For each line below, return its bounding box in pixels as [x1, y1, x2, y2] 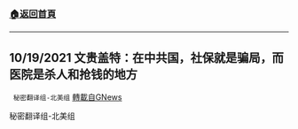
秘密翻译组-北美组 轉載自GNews [12, 92, 122, 102]
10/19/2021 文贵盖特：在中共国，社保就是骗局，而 [9, 50, 284, 65]
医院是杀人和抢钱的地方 [9, 66, 137, 81]
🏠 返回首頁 [9, 7, 57, 19]
